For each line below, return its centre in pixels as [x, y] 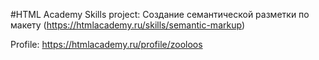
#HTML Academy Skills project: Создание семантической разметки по [160, 14]
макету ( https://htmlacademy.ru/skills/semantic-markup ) [128, 25]
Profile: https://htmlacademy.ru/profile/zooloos [106, 44]
